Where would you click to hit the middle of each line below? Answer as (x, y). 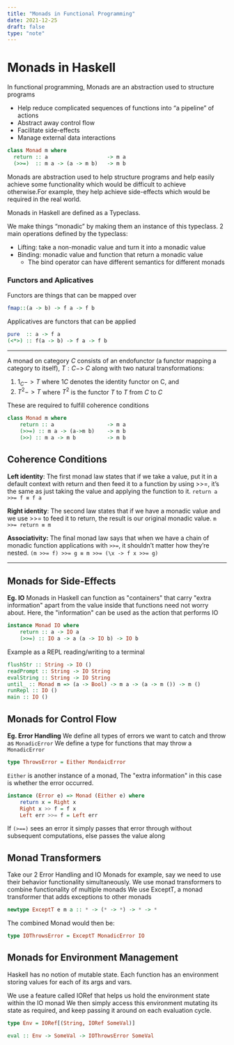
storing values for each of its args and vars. (70, 981)
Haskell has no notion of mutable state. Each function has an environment (113, 974)
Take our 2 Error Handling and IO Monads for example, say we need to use (114, 875)
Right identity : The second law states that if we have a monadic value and (114, 511)
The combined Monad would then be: (61, 923)
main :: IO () (28, 697)
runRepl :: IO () (32, 691)
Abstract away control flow (56, 123)
